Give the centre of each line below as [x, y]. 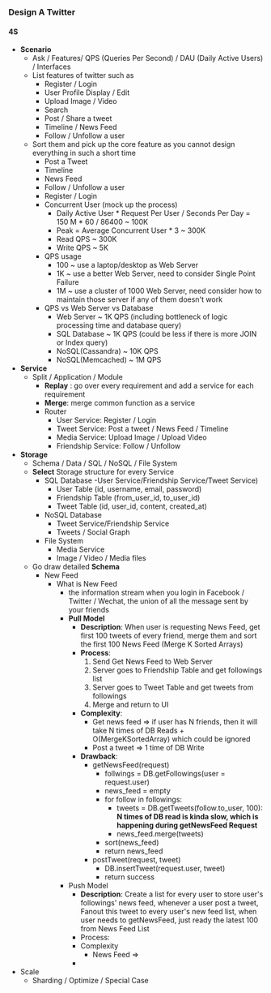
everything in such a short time [84, 153]
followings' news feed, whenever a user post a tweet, [169, 903]
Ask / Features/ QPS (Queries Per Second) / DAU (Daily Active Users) [148, 58]
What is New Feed [87, 584]
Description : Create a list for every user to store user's [172, 894]
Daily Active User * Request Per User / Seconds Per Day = [153, 213]
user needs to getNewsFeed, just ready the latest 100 [169, 920]
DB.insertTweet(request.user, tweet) [165, 868]
